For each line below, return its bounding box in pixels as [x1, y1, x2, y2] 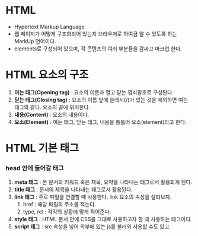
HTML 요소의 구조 [5, 68, 89, 82]
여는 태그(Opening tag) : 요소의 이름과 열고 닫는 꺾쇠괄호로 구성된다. [14, 88, 174, 95]
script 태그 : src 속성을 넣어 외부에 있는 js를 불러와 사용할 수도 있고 [14, 223, 170, 230]
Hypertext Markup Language [14, 23, 85, 30]
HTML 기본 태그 [5, 142, 79, 155]
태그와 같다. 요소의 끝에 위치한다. [14, 103, 90, 110]
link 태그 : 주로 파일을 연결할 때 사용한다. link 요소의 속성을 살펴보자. [14, 193, 172, 200]
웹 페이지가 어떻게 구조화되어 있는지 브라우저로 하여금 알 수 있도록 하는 [14, 30, 177, 37]
